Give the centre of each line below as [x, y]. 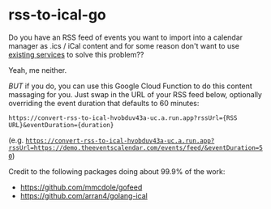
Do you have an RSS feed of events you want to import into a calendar [126, 37]
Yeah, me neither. [38, 70]
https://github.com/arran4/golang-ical [84, 195]
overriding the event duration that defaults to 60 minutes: [104, 103]
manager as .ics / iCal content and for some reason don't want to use [124, 45]
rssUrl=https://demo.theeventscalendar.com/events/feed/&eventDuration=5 [136, 147]
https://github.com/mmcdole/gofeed [81, 187]
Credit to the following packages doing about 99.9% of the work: [117, 171]
